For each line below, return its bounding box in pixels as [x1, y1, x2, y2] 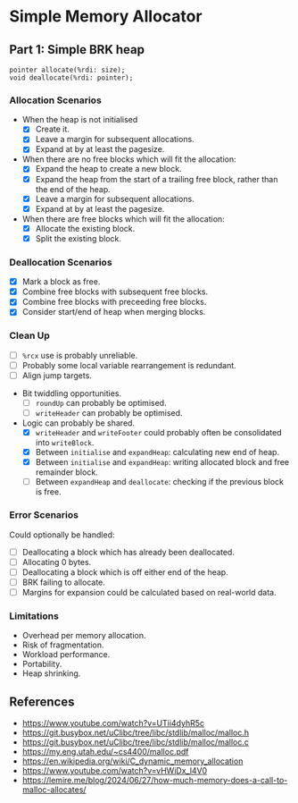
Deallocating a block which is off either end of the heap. [21, 566, 229, 578]
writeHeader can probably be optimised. [35, 407, 183, 418]
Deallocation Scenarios [9, 256, 113, 268]
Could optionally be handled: [9, 529, 115, 540]
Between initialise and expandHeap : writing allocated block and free [35, 457, 290, 468]
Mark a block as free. [21, 276, 101, 287]
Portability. [21, 659, 62, 670]
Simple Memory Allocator [9, 6, 203, 27]
